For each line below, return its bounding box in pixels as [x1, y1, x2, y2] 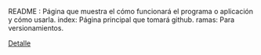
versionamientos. [8, 24, 64, 32]
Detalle [8, 38, 31, 48]
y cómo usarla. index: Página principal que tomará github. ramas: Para [8, 15, 235, 24]
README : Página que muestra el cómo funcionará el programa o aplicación [8, 7, 253, 16]
